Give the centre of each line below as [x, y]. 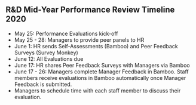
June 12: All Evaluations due [49, 58]
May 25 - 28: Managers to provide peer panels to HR [79, 40]
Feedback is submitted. [43, 84]
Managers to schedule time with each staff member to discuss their [97, 90]
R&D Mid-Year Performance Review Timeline [90, 10]
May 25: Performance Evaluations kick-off [66, 33]
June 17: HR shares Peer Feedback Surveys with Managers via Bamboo [102, 65]
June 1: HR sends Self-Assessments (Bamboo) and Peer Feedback [96, 46]
